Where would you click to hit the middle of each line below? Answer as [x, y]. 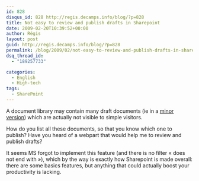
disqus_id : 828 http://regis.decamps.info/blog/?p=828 [75, 17]
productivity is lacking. [34, 172]
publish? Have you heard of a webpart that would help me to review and [94, 135]
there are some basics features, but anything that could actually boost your [98, 165]
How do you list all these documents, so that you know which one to [89, 129]
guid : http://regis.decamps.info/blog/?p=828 [63, 45]
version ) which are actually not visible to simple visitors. [74, 117]
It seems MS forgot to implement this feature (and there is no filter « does [96, 153]
